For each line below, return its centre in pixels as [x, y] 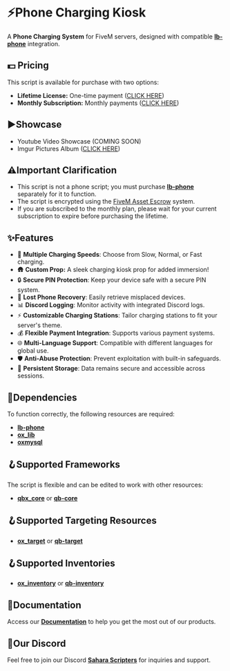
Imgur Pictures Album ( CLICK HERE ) [69, 148]
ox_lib [26, 435]
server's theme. [39, 325]
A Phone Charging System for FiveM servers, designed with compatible [110, 36]
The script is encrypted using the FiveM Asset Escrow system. [106, 202]
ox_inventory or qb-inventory [60, 583]
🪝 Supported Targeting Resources [82, 521]
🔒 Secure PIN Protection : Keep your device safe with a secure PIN [112, 280]
